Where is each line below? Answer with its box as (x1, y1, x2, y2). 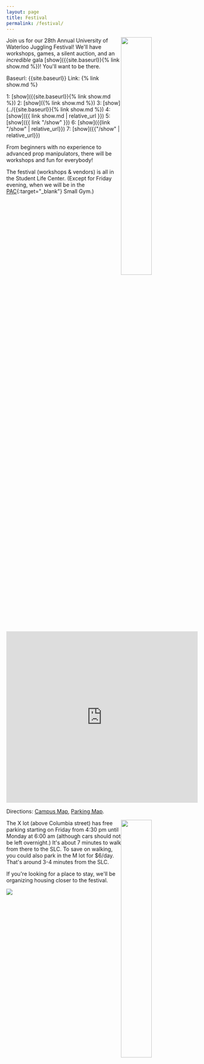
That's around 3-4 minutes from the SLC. (6, 859, 109, 866)
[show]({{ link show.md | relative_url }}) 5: (6, 112, 110, 119)
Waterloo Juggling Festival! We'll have (6, 43, 102, 51)
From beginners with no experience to (6, 144, 102, 151)
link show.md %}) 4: (60, 106, 110, 113)
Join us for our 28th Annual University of (6, 37, 108, 44)
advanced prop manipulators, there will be (6, 150, 112, 157)
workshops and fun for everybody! (6, 157, 93, 164)
